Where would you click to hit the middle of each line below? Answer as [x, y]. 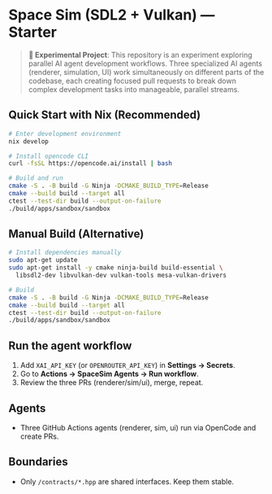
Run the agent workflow [70, 345]
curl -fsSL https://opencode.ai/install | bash [91, 164]
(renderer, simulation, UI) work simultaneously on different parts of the [146, 72]
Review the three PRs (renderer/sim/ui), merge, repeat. [112, 383]
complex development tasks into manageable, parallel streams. [134, 89]
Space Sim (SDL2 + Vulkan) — [112, 15]
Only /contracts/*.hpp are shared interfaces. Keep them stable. [127, 481]
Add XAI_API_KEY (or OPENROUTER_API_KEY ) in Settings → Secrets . [127, 365]
